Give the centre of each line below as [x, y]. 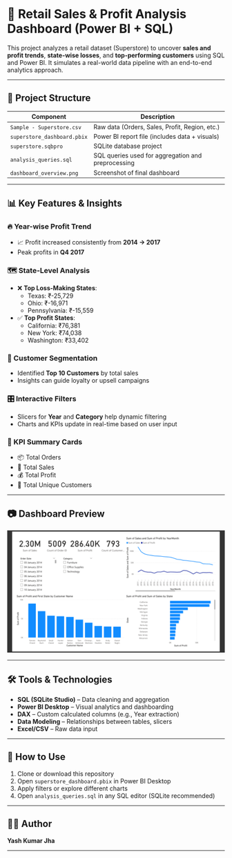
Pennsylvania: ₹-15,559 [60, 310]
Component [49, 117]
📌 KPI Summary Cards [45, 441]
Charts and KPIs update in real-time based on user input [97, 423]
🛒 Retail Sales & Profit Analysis [97, 14]
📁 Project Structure [49, 98]
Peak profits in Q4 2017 [51, 252]
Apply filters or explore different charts [72, 788]
